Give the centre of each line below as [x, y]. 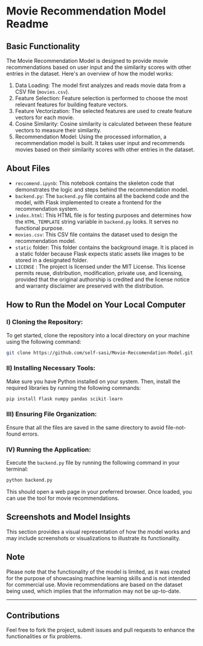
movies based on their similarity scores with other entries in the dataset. [105, 150]
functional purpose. [40, 228]
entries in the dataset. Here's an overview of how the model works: [90, 73]
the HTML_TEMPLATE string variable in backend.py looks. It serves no [97, 221]
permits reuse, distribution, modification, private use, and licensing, [99, 273]
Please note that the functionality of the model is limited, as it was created [98, 572]
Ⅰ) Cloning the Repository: [45, 322]
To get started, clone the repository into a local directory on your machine [98, 335]
